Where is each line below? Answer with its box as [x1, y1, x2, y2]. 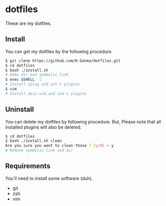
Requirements [5, 162, 50, 171]
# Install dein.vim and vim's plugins [5, 91, 87, 96]
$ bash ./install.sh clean [5, 138, 62, 144]
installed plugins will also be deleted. [5, 124, 82, 130]
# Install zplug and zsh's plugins [5, 82, 80, 87]
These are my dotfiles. [5, 20, 52, 26]
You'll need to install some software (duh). [5, 175, 93, 181]
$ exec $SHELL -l [5, 77, 42, 82]
